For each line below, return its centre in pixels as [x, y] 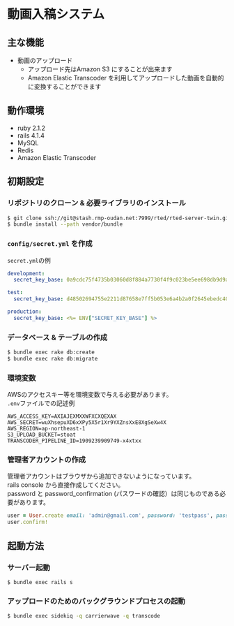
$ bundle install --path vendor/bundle [65, 224]
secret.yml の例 [29, 260]
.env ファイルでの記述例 [41, 403]
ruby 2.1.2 [31, 128]
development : [26, 273]
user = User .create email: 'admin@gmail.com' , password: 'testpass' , [110, 516]
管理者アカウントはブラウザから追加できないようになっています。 [101, 476]
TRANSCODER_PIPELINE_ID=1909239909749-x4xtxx [74, 441]
